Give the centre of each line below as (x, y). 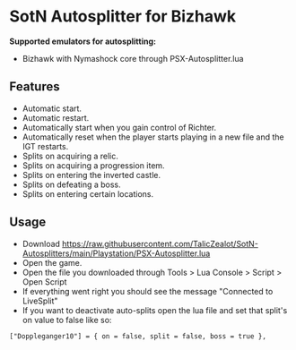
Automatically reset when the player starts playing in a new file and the (153, 137)
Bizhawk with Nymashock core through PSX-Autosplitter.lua (133, 58)
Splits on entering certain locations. (88, 193)
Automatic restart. (56, 117)
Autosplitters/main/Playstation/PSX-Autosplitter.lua (116, 253)
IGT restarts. (45, 146)
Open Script (44, 282)
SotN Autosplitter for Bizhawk (123, 17)
